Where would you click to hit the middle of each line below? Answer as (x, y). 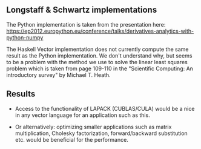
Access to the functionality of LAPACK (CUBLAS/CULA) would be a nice (105, 108)
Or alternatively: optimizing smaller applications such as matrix (93, 127)
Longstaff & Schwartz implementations (82, 10)
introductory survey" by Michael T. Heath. (58, 74)
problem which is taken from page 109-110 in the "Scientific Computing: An (100, 68)
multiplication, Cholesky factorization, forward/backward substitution (101, 133)
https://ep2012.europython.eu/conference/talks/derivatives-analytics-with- (100, 31)
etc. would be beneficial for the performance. (71, 139)
